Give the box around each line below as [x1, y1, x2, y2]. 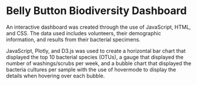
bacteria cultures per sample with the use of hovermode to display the [6, 66, 176, 73]
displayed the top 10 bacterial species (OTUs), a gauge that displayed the [6, 53, 184, 60]
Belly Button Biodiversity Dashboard [6, 4, 187, 18]
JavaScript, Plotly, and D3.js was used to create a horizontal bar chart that [6, 47, 186, 54]
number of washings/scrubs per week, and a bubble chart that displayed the [6, 60, 192, 67]
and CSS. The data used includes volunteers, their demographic [6, 29, 162, 36]
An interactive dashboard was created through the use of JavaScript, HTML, [6, 23, 191, 30]
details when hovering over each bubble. [6, 72, 105, 79]
